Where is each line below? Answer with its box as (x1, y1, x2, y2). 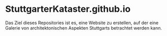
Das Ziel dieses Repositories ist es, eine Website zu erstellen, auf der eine (5, 20, 159, 26)
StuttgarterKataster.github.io (5, 3, 131, 15)
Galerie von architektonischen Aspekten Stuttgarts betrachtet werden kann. (5, 25, 162, 31)
